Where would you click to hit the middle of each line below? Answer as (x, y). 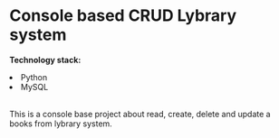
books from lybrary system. (61, 124)
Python (34, 77)
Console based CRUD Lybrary (123, 16)
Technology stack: (45, 60)
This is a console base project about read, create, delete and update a (140, 114)
